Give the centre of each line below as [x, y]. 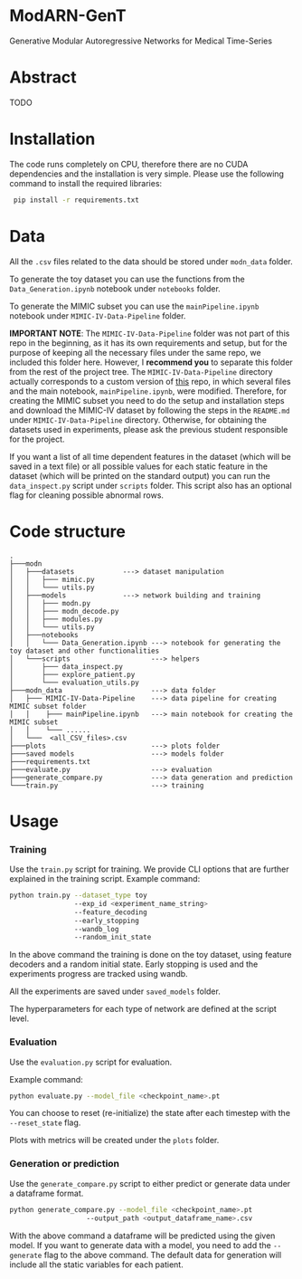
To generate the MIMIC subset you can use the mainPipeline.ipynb [134, 306]
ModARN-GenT [68, 16]
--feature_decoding [110, 912]
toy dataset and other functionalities [85, 651]
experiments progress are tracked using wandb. [99, 974]
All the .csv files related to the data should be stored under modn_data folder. [151, 261]
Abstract [43, 77]
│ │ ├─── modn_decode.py [64, 611]
